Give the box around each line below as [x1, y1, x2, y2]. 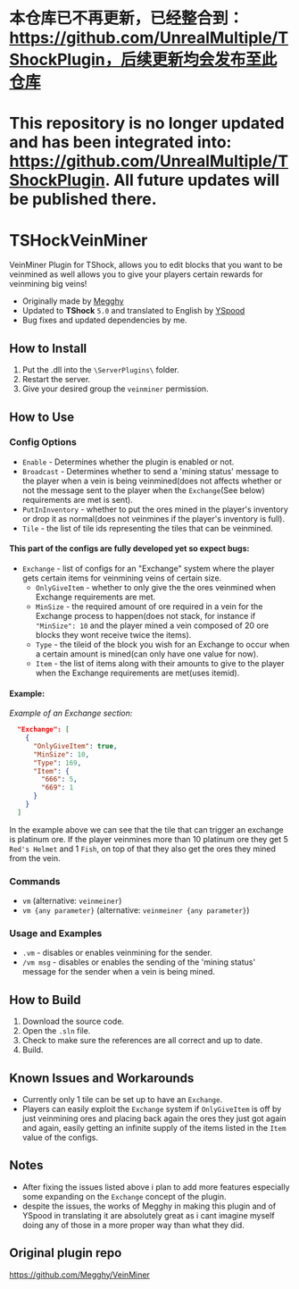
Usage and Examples [9, 927, 103, 940]
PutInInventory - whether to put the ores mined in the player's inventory [21, 504, 288, 515]
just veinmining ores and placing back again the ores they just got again [21, 1113, 287, 1124]
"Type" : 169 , [32, 758, 82, 767]
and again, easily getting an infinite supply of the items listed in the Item [21, 1123, 287, 1134]
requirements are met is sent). [21, 494, 134, 505]
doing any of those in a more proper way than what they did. [21, 1219, 245, 1230]
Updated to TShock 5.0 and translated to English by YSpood [21, 306, 245, 316]
